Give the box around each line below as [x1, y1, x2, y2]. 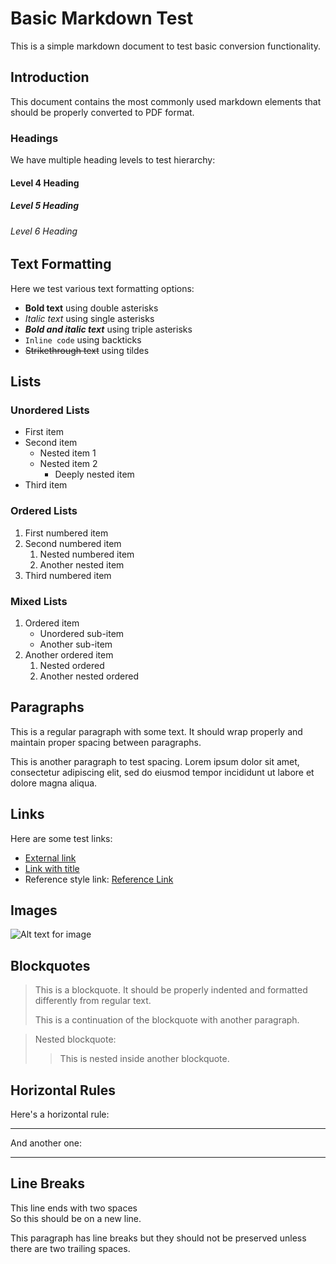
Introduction [10, 69, 90, 86]
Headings [10, 131, 59, 145]
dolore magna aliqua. [10, 777, 98, 789]
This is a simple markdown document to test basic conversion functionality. [10, 40, 322, 52]
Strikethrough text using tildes [24, 344, 150, 356]
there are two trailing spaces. [10, 1242, 131, 1254]
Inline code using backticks [24, 333, 142, 346]
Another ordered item [24, 648, 114, 661]
